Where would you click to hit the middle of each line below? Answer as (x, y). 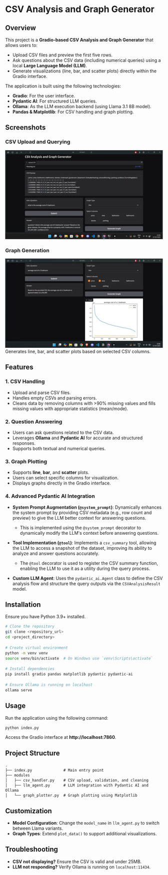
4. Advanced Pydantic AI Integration (50, 496)
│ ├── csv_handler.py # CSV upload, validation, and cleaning (77, 781)
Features (19, 367)
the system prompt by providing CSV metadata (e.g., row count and (82, 512)
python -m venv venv (27, 653)
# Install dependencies (30, 669)
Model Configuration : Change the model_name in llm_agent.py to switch (86, 823)
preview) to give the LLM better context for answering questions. (79, 518)
